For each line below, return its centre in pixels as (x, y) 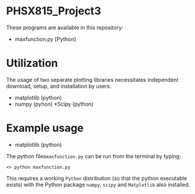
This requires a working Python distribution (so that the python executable (97, 178)
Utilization (32, 63)
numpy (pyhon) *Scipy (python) (54, 104)
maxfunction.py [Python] (45, 39)
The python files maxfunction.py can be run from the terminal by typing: (94, 156)
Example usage (45, 128)
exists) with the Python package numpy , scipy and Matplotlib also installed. (98, 184)
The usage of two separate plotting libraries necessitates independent (92, 79)
